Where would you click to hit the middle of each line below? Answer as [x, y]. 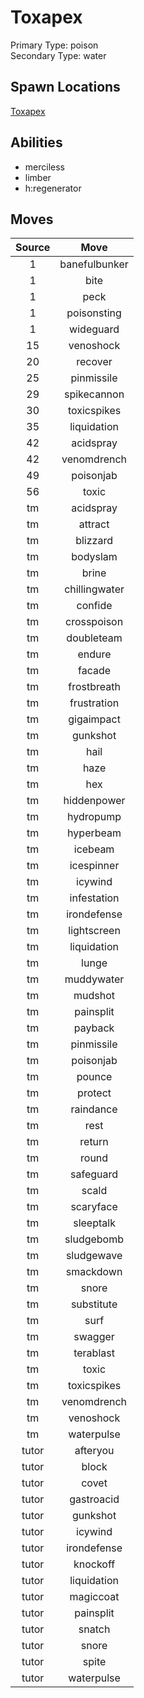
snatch [94, 1629]
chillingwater [94, 589]
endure [94, 654]
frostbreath [94, 687]
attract [94, 524]
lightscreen [94, 931]
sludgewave [94, 1256]
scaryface [94, 1207]
